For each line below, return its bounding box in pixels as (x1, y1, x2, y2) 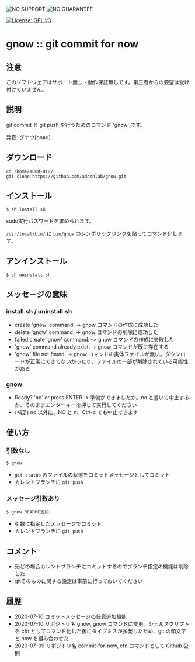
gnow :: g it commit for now (6, 37, 139, 51)
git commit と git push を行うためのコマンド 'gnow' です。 (6, 121, 146, 128)
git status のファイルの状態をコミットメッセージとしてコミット (14, 471, 170, 478)
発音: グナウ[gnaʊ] (6, 133, 51, 140)
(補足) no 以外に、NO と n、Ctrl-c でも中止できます (14, 409, 138, 416)
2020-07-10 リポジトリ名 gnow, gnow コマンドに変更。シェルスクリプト (14, 620, 190, 627)
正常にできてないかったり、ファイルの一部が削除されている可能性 (30, 357, 189, 365)
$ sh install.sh (6, 206, 46, 213)
